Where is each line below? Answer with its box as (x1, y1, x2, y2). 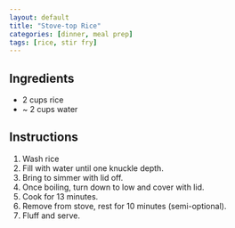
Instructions (9, 130, 78, 145)
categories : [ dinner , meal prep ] (9, 29, 134, 38)
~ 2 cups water (21, 104, 78, 115)
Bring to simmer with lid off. (21, 172, 124, 183)
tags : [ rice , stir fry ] (9, 37, 98, 47)
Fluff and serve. (21, 210, 80, 221)
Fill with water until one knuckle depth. (21, 162, 165, 174)
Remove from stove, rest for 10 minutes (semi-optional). (21, 200, 227, 211)
